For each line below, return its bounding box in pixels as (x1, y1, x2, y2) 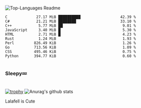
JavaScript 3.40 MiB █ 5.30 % (5, 28, 136, 33)
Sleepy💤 (5, 70, 27, 77)
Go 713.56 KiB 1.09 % (5, 45, 136, 50)
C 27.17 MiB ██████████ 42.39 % (5, 15, 136, 20)
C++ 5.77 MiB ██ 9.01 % (5, 23, 136, 28)
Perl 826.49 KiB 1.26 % (5, 41, 136, 46)
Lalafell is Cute (5, 98, 36, 104)
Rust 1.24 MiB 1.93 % (5, 36, 136, 42)
